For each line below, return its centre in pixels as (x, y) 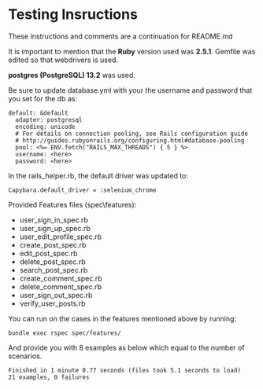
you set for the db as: (43, 98)
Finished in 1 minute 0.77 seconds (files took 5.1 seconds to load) (125, 370)
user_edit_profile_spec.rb (61, 237)
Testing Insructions (73, 15)
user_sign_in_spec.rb (54, 220)
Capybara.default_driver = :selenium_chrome (82, 190)
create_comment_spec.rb (61, 278)
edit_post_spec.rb (48, 253)
